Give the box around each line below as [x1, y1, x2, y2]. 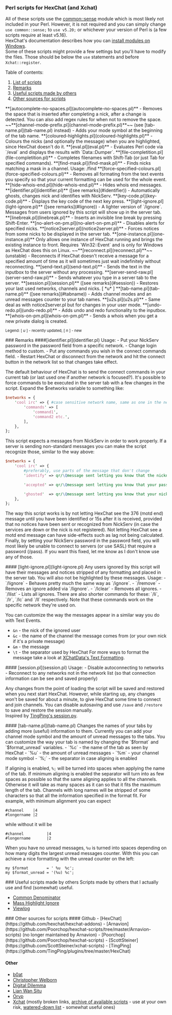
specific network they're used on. [5, 602, 76, 608]
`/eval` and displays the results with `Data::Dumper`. [5, 149, 115, 155]
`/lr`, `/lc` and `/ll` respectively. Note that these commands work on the [5, 597, 154, 603]
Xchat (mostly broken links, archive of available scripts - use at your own [12, 999, 166, 1005]
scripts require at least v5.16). [5, 32, 68, 38]
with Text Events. [5, 617, 42, 623]
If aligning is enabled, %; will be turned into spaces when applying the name [5, 765, 165, 771]
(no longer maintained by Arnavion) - [22, 932, 101, 938]
